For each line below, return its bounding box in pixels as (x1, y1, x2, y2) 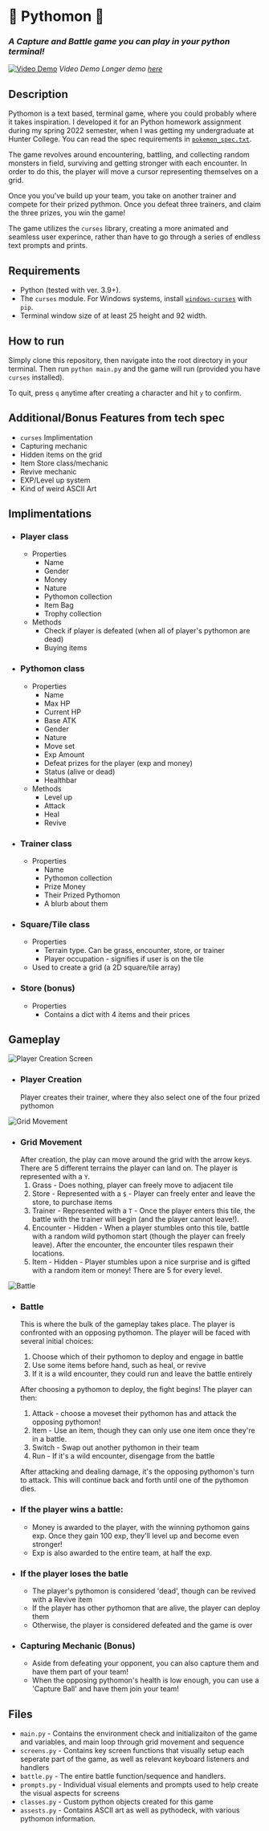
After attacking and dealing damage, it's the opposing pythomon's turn (19, 1467, 255, 1476)
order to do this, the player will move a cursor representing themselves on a (8, 167, 259, 177)
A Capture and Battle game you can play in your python (8, 36, 230, 47)
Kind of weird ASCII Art (19, 483, 97, 493)
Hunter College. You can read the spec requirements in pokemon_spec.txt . (8, 134, 252, 144)
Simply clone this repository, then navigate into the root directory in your (8, 355, 248, 364)
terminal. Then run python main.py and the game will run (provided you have (8, 364, 261, 373)
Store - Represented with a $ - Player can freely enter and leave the (31, 1189, 255, 1198)
